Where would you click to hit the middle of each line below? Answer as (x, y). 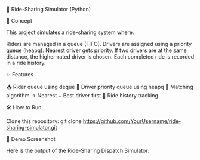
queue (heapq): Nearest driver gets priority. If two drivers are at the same (96, 50)
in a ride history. (26, 63)
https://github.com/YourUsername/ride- (132, 121)
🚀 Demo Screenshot (31, 139)
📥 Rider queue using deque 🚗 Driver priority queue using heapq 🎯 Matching (100, 87)
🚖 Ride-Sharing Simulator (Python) (49, 9)
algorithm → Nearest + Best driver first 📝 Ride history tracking (82, 95)
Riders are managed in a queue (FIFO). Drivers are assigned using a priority (99, 44)
